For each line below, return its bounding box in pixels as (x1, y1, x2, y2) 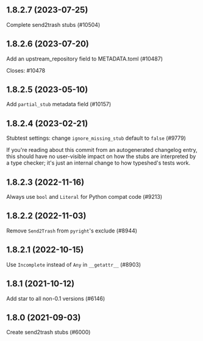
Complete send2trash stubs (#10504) (6, 21, 101, 28)
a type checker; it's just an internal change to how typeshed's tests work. (6, 159, 191, 167)
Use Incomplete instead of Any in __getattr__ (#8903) (6, 260, 141, 268)
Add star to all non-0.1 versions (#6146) (6, 295, 105, 302)
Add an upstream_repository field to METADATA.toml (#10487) (6, 55, 163, 62)
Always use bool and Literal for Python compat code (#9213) (6, 193, 163, 201)
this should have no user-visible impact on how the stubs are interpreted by (6, 153, 196, 160)
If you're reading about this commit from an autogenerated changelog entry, (6, 146, 198, 154)
